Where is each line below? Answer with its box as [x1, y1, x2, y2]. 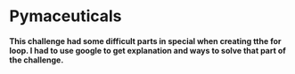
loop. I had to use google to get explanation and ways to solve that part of [9, 45, 287, 55]
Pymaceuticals [9, 6, 122, 26]
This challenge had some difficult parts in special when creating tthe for [9, 35, 282, 46]
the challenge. [9, 55, 64, 65]
